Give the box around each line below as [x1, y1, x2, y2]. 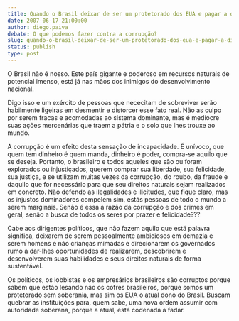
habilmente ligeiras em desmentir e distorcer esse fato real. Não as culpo [7, 106, 222, 114]
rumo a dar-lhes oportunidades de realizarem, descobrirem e [7, 246, 186, 255]
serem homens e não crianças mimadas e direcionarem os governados [7, 239, 216, 247]
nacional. [7, 85, 34, 93]
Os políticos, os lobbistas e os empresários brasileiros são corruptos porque [7, 275, 231, 284]
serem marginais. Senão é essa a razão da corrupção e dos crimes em [7, 202, 215, 211]
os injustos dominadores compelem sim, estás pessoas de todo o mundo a [7, 195, 226, 203]
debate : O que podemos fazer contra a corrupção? [7, 30, 158, 38]
